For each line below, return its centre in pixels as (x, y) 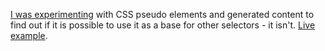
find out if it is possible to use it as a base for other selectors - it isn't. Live (163, 25)
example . (29, 35)
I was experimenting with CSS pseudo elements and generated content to (162, 14)
